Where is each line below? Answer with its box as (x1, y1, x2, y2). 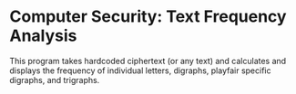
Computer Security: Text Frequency (9, 6, 287, 27)
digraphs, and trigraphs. (9, 74, 100, 85)
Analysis (9, 25, 77, 46)
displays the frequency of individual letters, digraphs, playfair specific (9, 65, 271, 76)
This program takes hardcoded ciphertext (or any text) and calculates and (9, 55, 287, 66)
